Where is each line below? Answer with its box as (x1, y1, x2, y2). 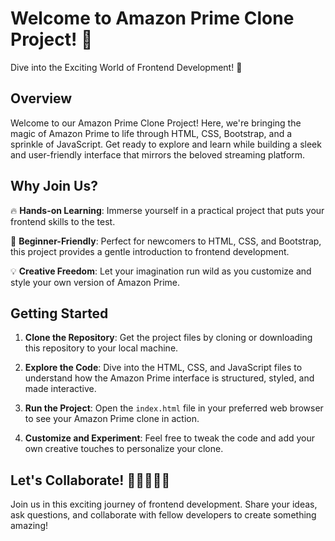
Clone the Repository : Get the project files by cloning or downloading (24, 332, 313, 344)
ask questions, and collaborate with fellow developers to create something (10, 509, 317, 521)
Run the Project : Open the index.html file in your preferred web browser (24, 402, 324, 414)
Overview (10, 90, 73, 107)
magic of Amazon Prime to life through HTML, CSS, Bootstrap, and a (10, 127, 293, 139)
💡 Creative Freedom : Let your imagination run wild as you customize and (10, 265, 312, 277)
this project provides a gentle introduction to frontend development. (10, 245, 290, 257)
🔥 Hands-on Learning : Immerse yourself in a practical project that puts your (10, 204, 325, 216)
